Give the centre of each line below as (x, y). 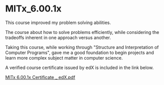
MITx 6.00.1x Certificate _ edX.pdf (40, 77)
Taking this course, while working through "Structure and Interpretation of (82, 47)
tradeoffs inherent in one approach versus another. (58, 37)
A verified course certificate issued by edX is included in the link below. (79, 67)
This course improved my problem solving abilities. (58, 22)
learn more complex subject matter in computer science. (64, 57)
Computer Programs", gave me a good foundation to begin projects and (80, 52)
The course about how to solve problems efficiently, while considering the (82, 32)
